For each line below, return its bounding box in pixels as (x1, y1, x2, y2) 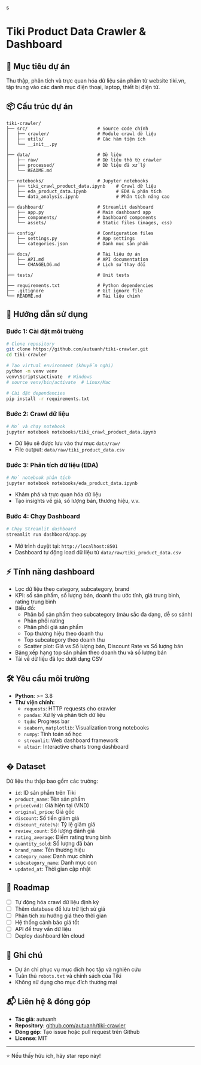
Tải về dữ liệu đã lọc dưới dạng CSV (14, 655, 103, 663)
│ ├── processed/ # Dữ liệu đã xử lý (6, 162, 146, 168)
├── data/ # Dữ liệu (6, 151, 121, 158)
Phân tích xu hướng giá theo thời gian (14, 912, 107, 919)
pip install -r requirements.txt (6, 396, 90, 402)
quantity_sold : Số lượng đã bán (14, 840, 94, 847)
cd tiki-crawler (6, 352, 47, 358)
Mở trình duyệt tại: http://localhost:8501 (14, 542, 118, 550)
